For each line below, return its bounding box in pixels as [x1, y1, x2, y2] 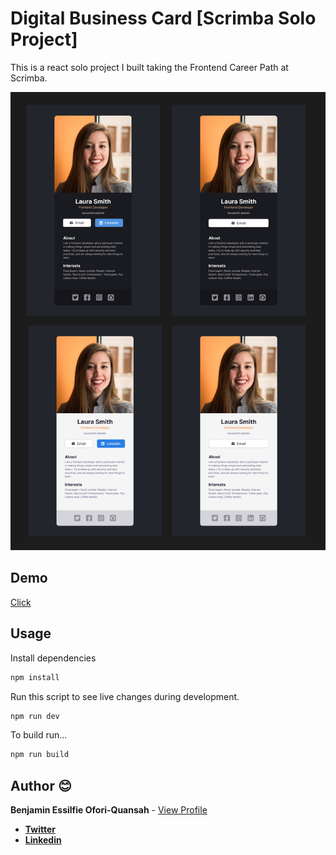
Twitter [24, 823, 56, 836]
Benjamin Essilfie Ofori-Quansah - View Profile [10, 804, 208, 816]
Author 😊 [10, 777, 72, 794]
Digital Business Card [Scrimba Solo [10, 7, 317, 30]
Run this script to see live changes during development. [10, 690, 240, 702]
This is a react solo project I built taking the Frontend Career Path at [10, 61, 289, 73]
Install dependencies [10, 652, 97, 664]
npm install [10, 672, 60, 682]
